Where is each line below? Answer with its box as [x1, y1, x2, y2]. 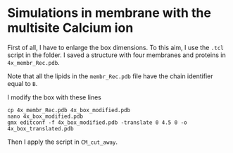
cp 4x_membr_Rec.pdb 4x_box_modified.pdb [7, 106, 131, 114]
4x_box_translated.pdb [7, 125, 74, 132]
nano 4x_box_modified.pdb [7, 113, 83, 120]
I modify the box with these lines [7, 93, 102, 102]
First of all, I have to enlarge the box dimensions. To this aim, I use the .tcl [7, 43, 224, 51]
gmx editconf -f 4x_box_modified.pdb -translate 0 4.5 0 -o [7, 118, 188, 126]
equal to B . [7, 79, 38, 87]
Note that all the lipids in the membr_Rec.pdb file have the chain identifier [7, 72, 213, 80]
